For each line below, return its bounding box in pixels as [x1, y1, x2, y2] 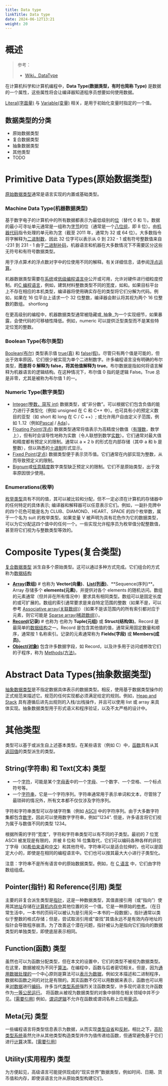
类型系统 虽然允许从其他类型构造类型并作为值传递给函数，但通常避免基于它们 [5, 1032, 163, 1038]
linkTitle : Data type [5, 12, 50, 17]
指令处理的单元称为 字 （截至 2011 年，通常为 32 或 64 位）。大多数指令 [18, 229, 162, 235]
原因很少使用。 [16, 469, 48, 475]
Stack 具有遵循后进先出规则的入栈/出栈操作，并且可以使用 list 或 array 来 [5, 699, 155, 705]
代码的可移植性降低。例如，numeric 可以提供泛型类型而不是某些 [22, 318, 155, 324]
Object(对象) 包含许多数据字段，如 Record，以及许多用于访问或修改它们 [12, 643, 161, 649]
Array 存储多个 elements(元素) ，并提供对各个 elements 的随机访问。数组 [12, 587, 163, 593]
